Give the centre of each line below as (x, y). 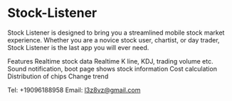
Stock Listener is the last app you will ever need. (78, 47)
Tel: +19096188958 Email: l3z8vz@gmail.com (74, 90)
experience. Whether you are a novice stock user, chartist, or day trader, (114, 40)
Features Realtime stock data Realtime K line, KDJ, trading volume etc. (110, 61)
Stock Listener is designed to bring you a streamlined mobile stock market (116, 32)
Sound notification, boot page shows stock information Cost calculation (112, 69)
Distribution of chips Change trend (58, 76)
